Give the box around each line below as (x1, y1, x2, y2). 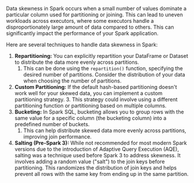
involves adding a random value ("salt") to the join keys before (14, 158, 165, 165)
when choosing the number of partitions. (23, 77, 122, 84)
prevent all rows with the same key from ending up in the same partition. (14, 171, 189, 177)
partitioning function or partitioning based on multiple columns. (14, 102, 167, 109)
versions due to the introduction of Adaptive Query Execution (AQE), (14, 146, 179, 153)
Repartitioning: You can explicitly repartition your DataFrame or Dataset (14, 53, 188, 59)
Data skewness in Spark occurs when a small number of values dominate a (6, 5, 187, 12)
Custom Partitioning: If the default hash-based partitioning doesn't (14, 84, 177, 90)
